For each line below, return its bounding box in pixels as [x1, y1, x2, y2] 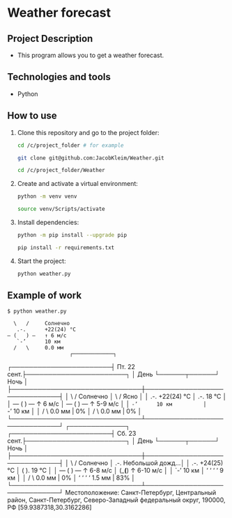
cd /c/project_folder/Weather [17, 167, 106, 174]
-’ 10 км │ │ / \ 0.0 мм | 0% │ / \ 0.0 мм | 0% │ [7, 407, 142, 416]
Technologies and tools [7, 71, 111, 83]
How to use [7, 110, 57, 122]
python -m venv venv [17, 193, 77, 200]
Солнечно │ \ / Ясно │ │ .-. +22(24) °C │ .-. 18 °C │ [78, 392, 227, 401]
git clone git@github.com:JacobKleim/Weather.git [17, 155, 165, 162]
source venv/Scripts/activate [17, 205, 106, 213]
